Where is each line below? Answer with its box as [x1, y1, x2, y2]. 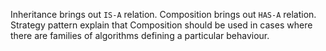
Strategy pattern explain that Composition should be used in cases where [10, 19, 313, 31]
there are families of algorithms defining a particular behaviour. [10, 30, 270, 41]
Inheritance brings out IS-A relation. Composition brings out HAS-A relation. [10, 9, 317, 20]
